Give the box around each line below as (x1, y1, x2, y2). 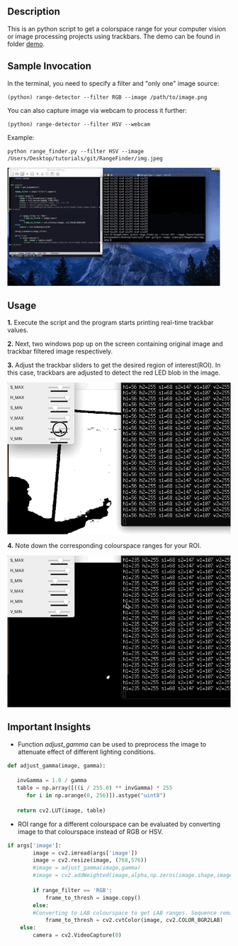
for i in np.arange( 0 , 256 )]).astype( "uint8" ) (25, 792, 166, 799)
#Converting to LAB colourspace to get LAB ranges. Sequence (33, 909, 217, 916)
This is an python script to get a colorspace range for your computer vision (7, 24, 227, 33)
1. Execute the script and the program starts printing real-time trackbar (7, 319, 214, 327)
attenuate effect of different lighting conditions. (17, 747, 156, 756)
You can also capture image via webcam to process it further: (7, 106, 188, 114)
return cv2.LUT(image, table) (16, 807, 106, 814)
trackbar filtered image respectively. (7, 347, 113, 356)
